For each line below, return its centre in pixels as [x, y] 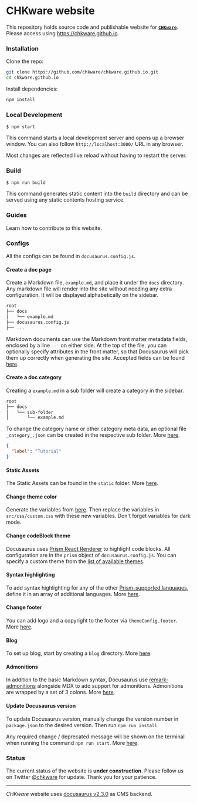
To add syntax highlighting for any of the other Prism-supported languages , [97, 588]
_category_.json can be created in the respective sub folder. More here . [93, 435]
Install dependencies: [32, 89]
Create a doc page [29, 269]
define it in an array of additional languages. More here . [73, 594]
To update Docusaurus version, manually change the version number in [92, 719]
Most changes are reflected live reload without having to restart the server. [96, 155]
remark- [159, 680]
